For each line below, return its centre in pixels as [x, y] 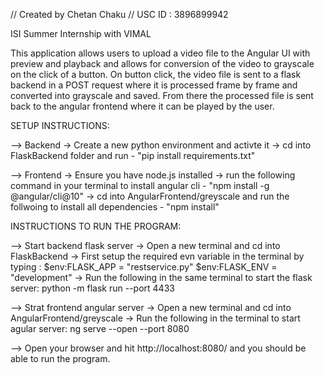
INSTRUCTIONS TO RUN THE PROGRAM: [96, 226]
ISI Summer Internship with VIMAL [81, 33]
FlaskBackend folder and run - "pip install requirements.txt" [133, 155]
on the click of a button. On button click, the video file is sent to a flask [156, 74]
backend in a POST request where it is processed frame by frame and [154, 85]
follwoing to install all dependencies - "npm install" [115, 207]
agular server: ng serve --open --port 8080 [100, 328]
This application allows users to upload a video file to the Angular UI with [160, 53]
